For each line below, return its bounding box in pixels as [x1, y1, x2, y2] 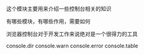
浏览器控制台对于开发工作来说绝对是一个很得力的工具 [6, 30, 138, 37]
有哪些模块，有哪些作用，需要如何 [6, 18, 91, 25]
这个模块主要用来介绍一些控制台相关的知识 [6, 5, 112, 12]
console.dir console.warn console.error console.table [6, 42, 139, 49]
